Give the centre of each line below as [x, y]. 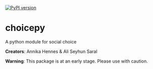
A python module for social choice [41, 41]
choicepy [25, 28]
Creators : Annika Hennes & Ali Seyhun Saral [51, 51]
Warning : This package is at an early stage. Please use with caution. [76, 61]
